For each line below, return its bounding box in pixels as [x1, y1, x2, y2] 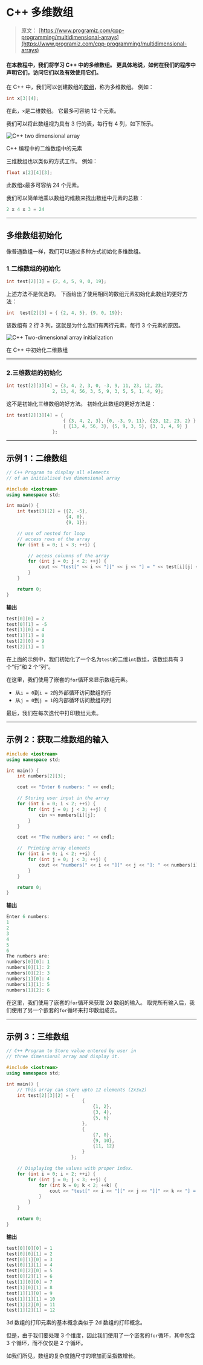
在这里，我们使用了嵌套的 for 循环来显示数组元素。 [6, 676, 131, 683]
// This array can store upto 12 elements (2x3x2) [17, 1087, 147, 1093]
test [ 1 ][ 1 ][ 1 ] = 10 [6, 1296, 56, 1302]
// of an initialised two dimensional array [6, 475, 120, 481]
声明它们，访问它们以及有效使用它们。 [6, 69, 101, 76]
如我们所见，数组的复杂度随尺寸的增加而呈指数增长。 [6, 1352, 139, 1360]
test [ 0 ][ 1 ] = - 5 [6, 621, 47, 628]
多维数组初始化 [6, 230, 62, 241]
